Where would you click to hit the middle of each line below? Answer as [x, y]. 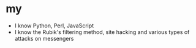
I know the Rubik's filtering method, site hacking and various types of [102, 32]
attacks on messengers [44, 38]
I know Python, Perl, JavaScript [54, 26]
